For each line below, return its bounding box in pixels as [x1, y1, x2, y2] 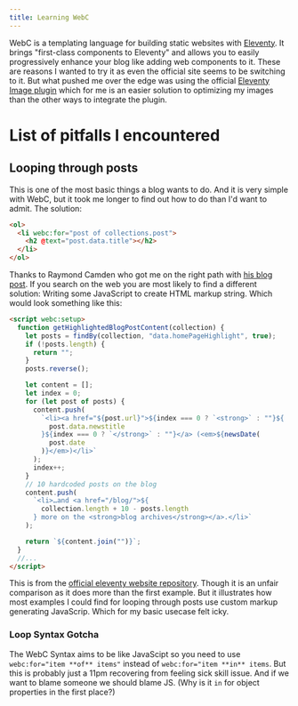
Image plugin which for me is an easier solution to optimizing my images [9, 84, 274, 95]
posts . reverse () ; [25, 365, 90, 373]
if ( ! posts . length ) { [25, 340, 105, 349]
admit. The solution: [9, 203, 83, 213]
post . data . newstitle [48, 421, 125, 431]
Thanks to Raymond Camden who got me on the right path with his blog [9, 269, 273, 280]
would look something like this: [9, 298, 123, 308]
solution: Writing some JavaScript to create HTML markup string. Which [9, 288, 273, 299]
